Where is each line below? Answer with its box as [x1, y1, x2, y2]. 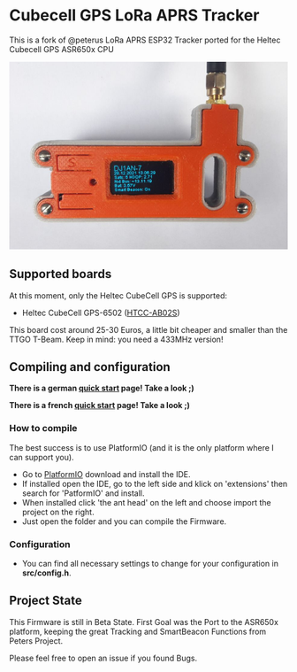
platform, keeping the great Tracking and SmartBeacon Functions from [9, 626, 267, 637]
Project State [9, 593, 82, 608]
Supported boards [9, 266, 112, 282]
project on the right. [21, 506, 95, 517]
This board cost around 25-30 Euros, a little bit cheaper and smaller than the [9, 324, 288, 335]
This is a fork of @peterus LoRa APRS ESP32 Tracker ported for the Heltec [9, 35, 281, 45]
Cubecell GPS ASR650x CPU [9, 43, 115, 54]
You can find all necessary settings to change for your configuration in [21, 559, 278, 569]
